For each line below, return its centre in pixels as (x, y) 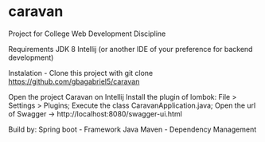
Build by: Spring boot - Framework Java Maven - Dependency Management (132, 129)
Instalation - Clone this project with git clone (81, 73)
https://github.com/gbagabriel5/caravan (74, 81)
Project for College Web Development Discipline (87, 34)
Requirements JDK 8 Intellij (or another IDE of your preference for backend (131, 49)
